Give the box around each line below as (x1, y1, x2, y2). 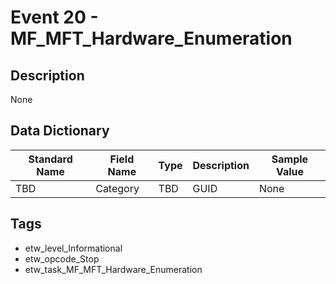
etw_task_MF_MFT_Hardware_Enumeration (24, 263, 203, 275)
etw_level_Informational (24, 242, 123, 254)
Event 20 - (10, 6, 99, 29)
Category (95, 181, 140, 195)
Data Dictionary (10, 122, 110, 140)
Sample (271, 152, 309, 166)
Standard (28, 152, 73, 166)
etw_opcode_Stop (24, 252, 100, 265)
